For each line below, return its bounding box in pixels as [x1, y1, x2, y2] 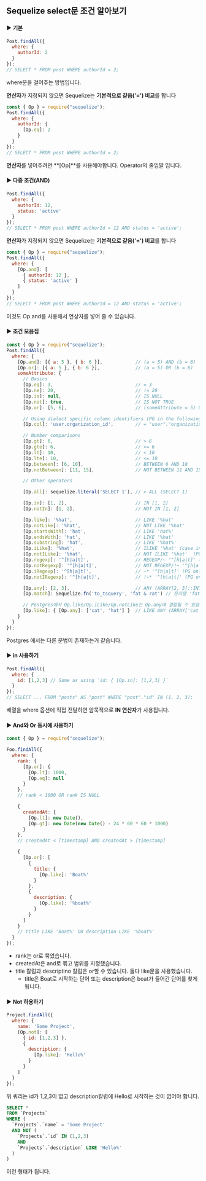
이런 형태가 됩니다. [6, 1168, 51, 1175]
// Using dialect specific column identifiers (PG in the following [22, 415, 202, 422]
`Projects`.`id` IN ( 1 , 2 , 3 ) [17, 1133, 89, 1139]
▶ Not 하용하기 [6, 998, 44, 1005]
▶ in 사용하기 [6, 652, 39, 659]
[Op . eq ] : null [28, 775, 64, 782]
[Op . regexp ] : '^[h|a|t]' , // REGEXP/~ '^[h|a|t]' [22, 557, 196, 563]
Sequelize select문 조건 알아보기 [6, 6, 127, 17]
